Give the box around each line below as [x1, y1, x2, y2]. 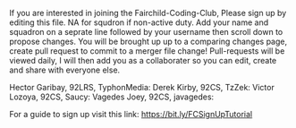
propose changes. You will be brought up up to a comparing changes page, [9, 36, 288, 47]
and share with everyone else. [9, 64, 121, 75]
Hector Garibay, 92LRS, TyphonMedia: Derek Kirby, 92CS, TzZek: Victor [9, 82, 275, 92]
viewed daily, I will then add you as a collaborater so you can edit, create [9, 55, 277, 65]
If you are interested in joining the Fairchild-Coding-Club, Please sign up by [9, 8, 287, 18]
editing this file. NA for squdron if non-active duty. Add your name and [9, 17, 269, 28]
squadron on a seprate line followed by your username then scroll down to [9, 27, 283, 37]
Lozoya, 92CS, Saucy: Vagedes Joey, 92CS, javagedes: [9, 91, 215, 102]
